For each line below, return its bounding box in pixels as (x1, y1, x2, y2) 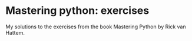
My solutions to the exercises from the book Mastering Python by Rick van (5, 23, 186, 30)
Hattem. (5, 29, 25, 36)
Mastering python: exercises (5, 4, 150, 17)
